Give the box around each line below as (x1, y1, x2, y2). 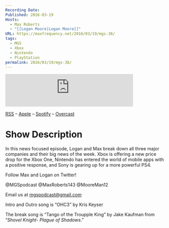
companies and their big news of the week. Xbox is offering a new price (5, 151, 157, 157)
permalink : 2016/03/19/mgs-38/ (5, 60, 72, 65)
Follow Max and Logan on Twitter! (5, 172, 77, 178)
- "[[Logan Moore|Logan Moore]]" (10, 27, 81, 32)
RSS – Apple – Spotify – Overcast (5, 111, 75, 117)
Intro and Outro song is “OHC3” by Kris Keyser (5, 201, 104, 208)
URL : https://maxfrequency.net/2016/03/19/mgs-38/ (5, 31, 115, 36)
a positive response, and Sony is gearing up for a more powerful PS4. (5, 162, 152, 168)
